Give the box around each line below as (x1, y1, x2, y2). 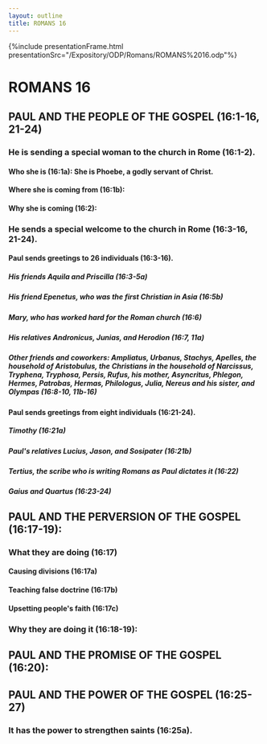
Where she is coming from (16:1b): (8, 185, 125, 195)
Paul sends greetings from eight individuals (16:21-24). (8, 407, 196, 417)
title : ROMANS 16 (8, 19, 67, 27)
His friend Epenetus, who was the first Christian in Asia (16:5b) (8, 292, 224, 302)
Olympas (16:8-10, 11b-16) (8, 387, 97, 397)
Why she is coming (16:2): (8, 203, 98, 213)
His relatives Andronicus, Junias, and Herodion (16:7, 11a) (8, 333, 205, 343)
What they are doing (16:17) (8, 546, 118, 557)
